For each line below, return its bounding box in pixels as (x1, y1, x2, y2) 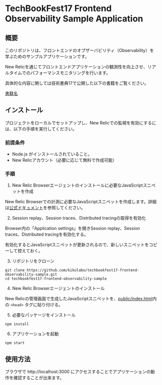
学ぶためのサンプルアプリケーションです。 (5, 54, 89, 59)
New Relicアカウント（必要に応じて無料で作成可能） (12, 157, 117, 163)
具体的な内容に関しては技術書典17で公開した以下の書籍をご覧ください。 (5, 80, 149, 86)
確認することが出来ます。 (13, 375, 64, 381)
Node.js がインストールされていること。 (12, 151, 92, 157)
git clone (5, 268, 25, 273)
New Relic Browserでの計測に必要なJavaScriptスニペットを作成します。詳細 (5, 199, 157, 205)
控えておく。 (17, 248, 43, 254)
